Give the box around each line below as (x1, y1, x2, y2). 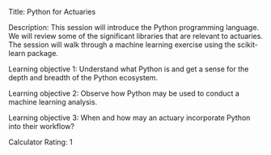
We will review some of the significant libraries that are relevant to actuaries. (8, 32, 263, 41)
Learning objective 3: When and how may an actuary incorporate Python (8, 113, 251, 123)
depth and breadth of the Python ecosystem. (8, 73, 159, 82)
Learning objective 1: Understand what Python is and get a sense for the (8, 64, 249, 74)
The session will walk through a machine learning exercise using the (8, 40, 236, 50)
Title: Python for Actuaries (8, 7, 96, 16)
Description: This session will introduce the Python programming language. (8, 23, 260, 32)
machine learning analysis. (8, 97, 98, 106)
